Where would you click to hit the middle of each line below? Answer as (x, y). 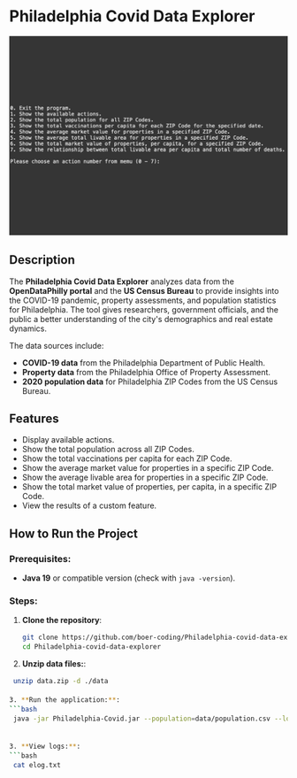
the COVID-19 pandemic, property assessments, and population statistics (143, 300)
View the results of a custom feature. (89, 505)
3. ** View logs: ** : (45, 747)
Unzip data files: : (54, 664)
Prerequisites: (40, 558)
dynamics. (28, 328)
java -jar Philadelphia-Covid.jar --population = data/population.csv (142, 719)
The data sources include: (57, 345)
